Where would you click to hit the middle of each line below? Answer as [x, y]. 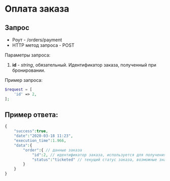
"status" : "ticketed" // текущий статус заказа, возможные [94, 160]
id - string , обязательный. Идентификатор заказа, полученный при [84, 65]
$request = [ [19, 89]
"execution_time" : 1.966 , [40, 141]
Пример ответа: [31, 115]
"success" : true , [31, 131]
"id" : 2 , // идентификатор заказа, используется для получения [99, 155]
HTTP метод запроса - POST [43, 45]
